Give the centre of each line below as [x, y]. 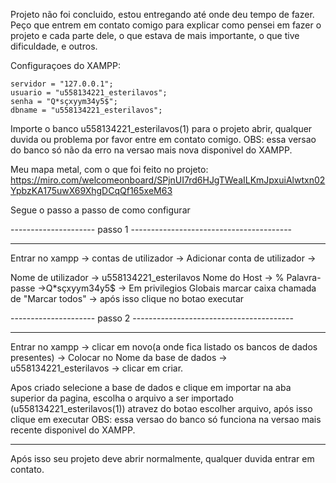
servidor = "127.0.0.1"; [62, 84]
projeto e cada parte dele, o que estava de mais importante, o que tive [155, 35]
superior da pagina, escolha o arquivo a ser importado [122, 398]
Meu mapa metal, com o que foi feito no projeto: [109, 169]
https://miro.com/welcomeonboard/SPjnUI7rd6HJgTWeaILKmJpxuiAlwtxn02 [168, 180]
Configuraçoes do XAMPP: [66, 65]
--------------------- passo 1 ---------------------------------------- [151, 229]
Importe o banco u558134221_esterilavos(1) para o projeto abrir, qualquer [161, 128]
